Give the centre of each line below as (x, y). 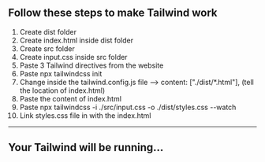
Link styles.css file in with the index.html (85, 115)
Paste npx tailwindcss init (61, 73)
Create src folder (47, 48)
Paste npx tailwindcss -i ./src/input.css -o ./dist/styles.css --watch (128, 107)
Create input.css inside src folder (73, 57)
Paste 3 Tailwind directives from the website (91, 65)
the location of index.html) (62, 90)
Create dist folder (48, 31)
